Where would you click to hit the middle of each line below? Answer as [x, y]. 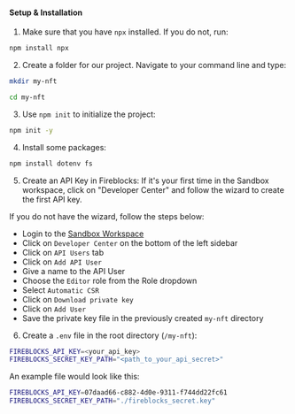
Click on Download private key [78, 299]
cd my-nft [27, 97]
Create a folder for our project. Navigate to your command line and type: [154, 65]
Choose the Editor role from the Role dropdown [109, 280]
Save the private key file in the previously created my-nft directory [143, 318]
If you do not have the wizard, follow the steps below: [107, 216]
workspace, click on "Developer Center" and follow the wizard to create [153, 189]
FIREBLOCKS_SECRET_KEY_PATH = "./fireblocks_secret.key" [113, 401]
